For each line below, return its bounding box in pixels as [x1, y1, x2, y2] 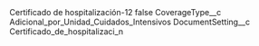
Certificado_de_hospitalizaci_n [9, 26, 124, 37]
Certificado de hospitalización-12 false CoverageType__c [9, 7, 222, 17]
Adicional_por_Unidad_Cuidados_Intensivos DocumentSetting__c [9, 16, 251, 27]
